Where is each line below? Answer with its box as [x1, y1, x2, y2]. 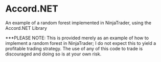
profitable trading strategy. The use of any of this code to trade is [5, 45, 143, 51]
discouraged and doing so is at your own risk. [5, 51, 102, 57]
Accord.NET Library [5, 25, 47, 31]
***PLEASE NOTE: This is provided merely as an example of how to [5, 35, 149, 41]
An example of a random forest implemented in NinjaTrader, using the [5, 20, 152, 26]
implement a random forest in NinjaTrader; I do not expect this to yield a [5, 40, 156, 46]
